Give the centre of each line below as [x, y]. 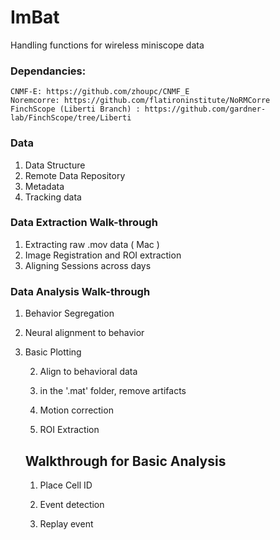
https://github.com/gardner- [205, 109]
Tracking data [53, 197]
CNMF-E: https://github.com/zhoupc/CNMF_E [100, 92]
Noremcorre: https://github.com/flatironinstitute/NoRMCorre [140, 101]
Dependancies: [48, 71]
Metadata [44, 186]
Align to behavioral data [88, 372]
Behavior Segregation [69, 313]
